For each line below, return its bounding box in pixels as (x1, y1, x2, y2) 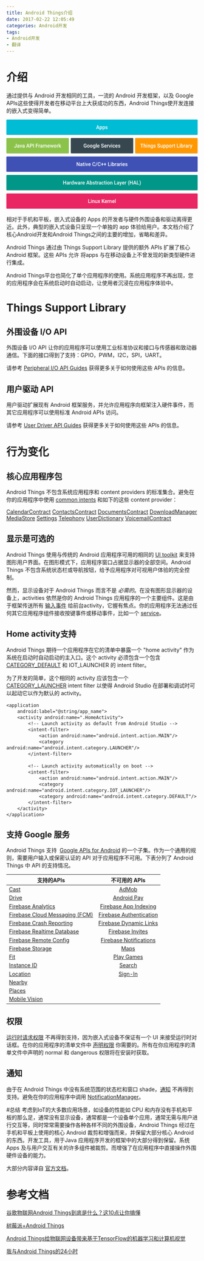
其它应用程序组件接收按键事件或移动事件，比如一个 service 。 (11, 609, 165, 616)
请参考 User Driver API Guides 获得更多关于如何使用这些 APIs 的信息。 (6, 421, 183, 429)
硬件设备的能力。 (6, 1151, 49, 1159)
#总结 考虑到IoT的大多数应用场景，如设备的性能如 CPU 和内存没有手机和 (6, 1106, 188, 1113)
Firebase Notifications (100, 936, 156, 943)
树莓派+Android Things (6, 1222, 65, 1229)
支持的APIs (37, 876, 66, 883)
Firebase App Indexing (100, 902, 157, 910)
